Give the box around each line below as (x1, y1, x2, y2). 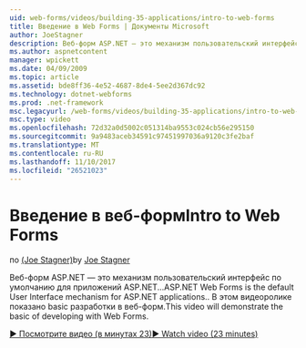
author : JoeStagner (9, 30, 84, 39)
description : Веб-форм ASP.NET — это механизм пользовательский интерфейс (9, 38, 300, 48)
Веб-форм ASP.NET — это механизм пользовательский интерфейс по (9, 272, 282, 283)
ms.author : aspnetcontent (9, 47, 107, 56)
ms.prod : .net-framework (9, 97, 104, 107)
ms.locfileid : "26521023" (9, 166, 107, 175)
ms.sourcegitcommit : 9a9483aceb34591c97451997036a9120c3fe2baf (9, 132, 255, 141)
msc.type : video (9, 115, 71, 124)
